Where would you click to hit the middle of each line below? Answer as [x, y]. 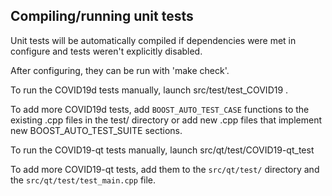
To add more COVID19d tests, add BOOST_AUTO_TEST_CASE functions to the [160, 109]
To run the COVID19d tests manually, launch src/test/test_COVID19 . [149, 90]
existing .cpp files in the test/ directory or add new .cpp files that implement [166, 120]
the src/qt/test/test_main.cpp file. [83, 180]
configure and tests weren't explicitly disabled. [106, 51]
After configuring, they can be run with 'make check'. [120, 70]
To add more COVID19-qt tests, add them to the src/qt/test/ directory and [165, 169]
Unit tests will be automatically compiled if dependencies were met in [153, 40]
